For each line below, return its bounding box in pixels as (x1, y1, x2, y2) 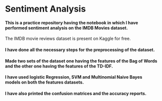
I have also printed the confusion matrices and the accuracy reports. (5, 90, 147, 96)
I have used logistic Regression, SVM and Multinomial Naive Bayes (5, 74, 143, 80)
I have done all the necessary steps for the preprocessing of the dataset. (5, 47, 155, 52)
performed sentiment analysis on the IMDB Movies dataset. (5, 25, 128, 31)
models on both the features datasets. (5, 79, 84, 85)
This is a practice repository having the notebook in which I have (5, 19, 139, 25)
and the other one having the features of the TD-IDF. (5, 63, 113, 69)
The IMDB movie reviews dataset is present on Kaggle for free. (5, 35, 131, 42)
